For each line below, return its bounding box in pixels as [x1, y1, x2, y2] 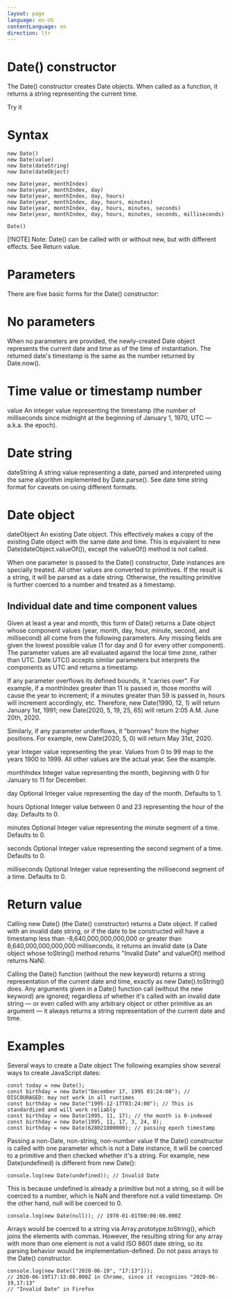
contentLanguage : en [7, 23, 67, 30]
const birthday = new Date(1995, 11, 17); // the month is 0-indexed [7, 1112, 213, 1119]
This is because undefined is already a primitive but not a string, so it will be [7, 1184, 224, 1192]
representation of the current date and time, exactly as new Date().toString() [7, 977, 225, 985]
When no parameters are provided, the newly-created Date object [7, 337, 195, 345]
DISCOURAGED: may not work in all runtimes [7, 1094, 135, 1101]
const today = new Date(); [7, 1082, 85, 1089]
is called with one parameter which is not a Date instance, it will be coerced [7, 1144, 223, 1152]
